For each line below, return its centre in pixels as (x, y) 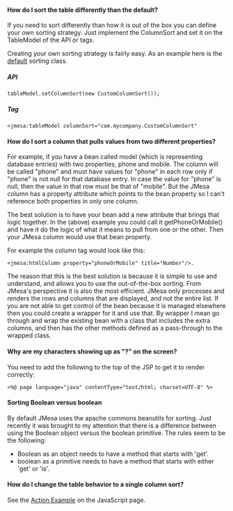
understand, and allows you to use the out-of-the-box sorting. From (104, 284)
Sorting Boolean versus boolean (55, 403)
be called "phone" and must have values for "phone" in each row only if (110, 171)
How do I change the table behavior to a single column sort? (96, 485)
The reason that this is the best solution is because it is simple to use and (112, 276)
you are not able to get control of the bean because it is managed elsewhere (116, 306)
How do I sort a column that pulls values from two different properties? (112, 141)
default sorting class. (38, 61)
